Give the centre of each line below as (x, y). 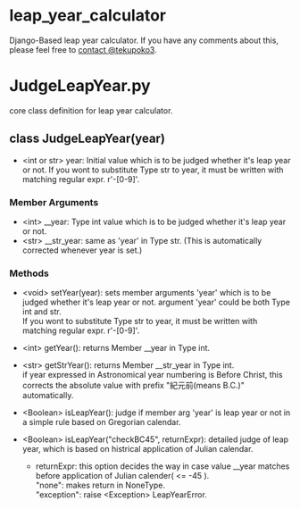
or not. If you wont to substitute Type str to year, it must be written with (153, 170)
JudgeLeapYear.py (80, 86)
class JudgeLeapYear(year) (87, 139)
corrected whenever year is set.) (82, 250)
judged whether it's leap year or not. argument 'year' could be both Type (156, 302)
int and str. (42, 312)
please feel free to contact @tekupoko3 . (83, 49)
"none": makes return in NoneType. (100, 485)
